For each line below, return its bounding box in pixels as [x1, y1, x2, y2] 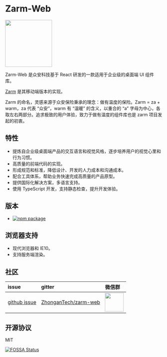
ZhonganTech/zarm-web [41, 299, 101, 306]
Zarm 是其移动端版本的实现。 [5, 88, 66, 94]
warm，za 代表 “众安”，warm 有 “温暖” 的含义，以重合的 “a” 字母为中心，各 [5, 105, 161, 111]
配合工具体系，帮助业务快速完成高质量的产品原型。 [12, 173, 118, 179]
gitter [41, 283, 55, 290]
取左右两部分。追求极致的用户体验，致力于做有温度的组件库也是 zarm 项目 [5, 111, 158, 118]
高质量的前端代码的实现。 [12, 161, 65, 167]
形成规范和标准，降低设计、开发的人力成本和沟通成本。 [12, 167, 126, 173]
